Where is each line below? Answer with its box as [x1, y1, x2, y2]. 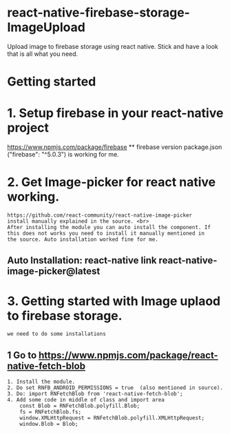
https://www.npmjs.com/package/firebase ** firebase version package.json [7, 143, 222, 151]
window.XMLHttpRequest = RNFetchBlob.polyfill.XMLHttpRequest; [19, 415, 205, 422]
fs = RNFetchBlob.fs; [19, 408, 81, 415]
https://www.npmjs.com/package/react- [38, 349, 218, 361]
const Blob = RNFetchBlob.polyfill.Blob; [19, 402, 140, 410]
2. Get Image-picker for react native [7, 175, 216, 190]
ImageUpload [7, 19, 86, 35]
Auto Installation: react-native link [7, 255, 157, 266]
